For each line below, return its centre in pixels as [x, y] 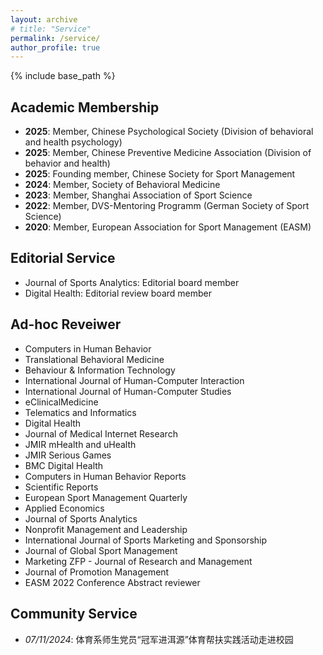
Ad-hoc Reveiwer [66, 324]
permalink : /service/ [55, 38]
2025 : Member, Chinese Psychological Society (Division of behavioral [169, 132]
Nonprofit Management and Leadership [106, 529]
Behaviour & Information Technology [100, 370]
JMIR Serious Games [68, 455]
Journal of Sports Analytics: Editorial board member [132, 282]
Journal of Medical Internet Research [101, 433]
